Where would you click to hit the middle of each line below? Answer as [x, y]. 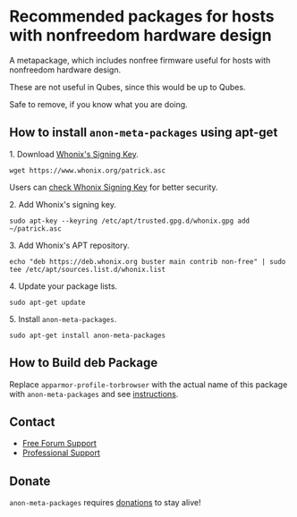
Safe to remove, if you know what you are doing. [98, 104]
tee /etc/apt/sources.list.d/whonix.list [88, 269]
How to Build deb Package [84, 363]
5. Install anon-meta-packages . [63, 318]
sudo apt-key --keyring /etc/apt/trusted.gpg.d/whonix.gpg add [130, 221]
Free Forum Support [59, 444]
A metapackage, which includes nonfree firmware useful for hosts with [140, 60]
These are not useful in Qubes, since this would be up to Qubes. [127, 87]
